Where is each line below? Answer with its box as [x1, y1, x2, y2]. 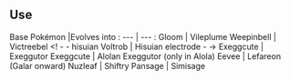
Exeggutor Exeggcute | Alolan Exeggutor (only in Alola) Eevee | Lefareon [9, 50, 281, 62]
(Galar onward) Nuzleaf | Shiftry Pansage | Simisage [9, 60, 206, 71]
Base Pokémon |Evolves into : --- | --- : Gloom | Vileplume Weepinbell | [9, 31, 276, 42]
